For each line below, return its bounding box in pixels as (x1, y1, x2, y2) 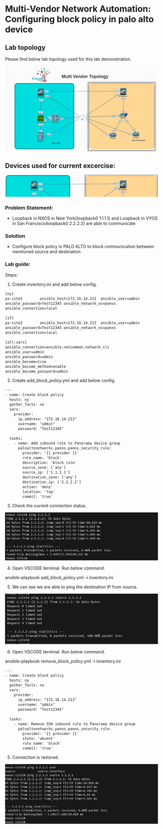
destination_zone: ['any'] (22, 474, 77, 480)
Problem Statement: (5, 204, 53, 211)
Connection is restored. (12, 754, 59, 760)
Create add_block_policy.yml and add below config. (12, 377, 115, 383)
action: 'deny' (22, 484, 53, 489)
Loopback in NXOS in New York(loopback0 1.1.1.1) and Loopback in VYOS (12, 215, 158, 221)
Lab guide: (5, 261, 31, 268)
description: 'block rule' (22, 460, 77, 465)
